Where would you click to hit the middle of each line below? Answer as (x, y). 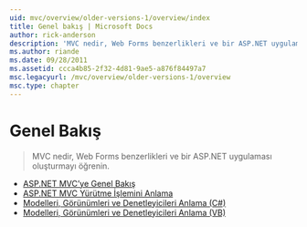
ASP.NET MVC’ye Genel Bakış (79, 183)
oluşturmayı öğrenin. (70, 166)
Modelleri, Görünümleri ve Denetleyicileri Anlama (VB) (124, 212)
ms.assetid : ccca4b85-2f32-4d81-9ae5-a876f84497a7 (108, 69)
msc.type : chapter (44, 86)
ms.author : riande (44, 52)
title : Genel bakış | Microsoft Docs (81, 26)
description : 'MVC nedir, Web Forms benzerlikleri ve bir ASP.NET (138, 43)
